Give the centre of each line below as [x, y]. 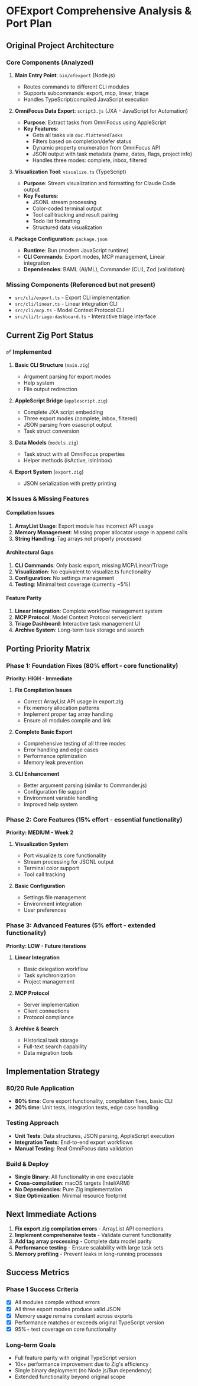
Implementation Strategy [53, 1072]
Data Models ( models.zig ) [46, 442]
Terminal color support [51, 868]
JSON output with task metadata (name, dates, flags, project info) [112, 154]
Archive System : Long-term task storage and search [79, 630]
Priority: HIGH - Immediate [39, 678]
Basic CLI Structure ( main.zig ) [52, 365]
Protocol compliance [48, 1017]
